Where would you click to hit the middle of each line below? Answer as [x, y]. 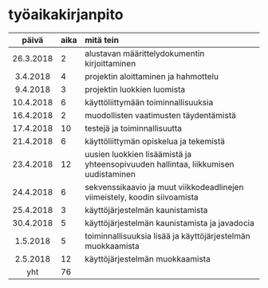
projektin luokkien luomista [135, 89]
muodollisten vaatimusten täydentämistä [161, 115]
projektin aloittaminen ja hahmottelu [152, 76]
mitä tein [102, 40]
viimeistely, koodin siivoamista [142, 197]
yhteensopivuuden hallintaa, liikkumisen [160, 164]
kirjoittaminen [110, 63]
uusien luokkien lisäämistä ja [138, 154]
